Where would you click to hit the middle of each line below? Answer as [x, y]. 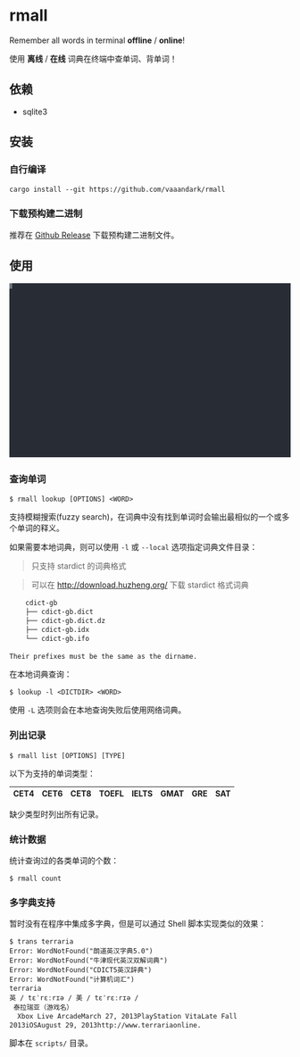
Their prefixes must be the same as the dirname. [104, 657]
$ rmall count [36, 878]
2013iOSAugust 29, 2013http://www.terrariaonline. [105, 1026]
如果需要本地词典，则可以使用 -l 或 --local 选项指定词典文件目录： [133, 547]
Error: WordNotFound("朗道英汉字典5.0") [81, 952]
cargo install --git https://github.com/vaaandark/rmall [117, 190]
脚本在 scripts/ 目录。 [51, 1043]
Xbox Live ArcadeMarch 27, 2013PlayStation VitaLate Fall [128, 1017]
